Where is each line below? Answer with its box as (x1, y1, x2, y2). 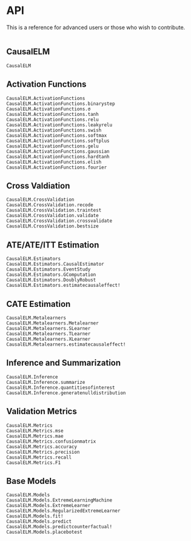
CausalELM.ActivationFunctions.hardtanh (6, 153, 110, 160)
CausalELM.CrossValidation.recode (6, 202, 94, 208)
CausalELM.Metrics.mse (6, 428, 64, 434)
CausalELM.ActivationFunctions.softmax (6, 132, 107, 138)
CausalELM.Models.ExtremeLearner (6, 503, 91, 509)
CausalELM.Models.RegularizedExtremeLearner (6, 508, 121, 514)
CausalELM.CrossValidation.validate (6, 213, 99, 219)
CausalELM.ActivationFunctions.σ (6, 106, 91, 112)
